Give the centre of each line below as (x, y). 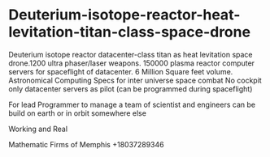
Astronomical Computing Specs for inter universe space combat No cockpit (135, 80)
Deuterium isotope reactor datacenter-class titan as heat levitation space (131, 54)
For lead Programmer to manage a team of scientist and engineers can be (132, 104)
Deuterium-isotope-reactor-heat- (124, 15)
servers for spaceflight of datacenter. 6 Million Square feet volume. (121, 71)
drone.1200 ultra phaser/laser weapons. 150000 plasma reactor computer (131, 63)
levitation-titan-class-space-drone (129, 32)
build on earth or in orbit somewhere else (77, 113)
